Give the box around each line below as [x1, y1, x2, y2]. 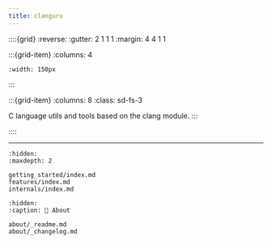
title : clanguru [8, 11, 63, 20]
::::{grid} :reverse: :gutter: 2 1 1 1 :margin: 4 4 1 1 [8, 34, 166, 44]
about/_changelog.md [8, 227, 79, 235]
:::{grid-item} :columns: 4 [8, 49, 93, 59]
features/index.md [8, 178, 70, 186]
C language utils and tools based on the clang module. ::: [8, 111, 198, 120]
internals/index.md [8, 185, 74, 193]
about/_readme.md [8, 220, 67, 229]
